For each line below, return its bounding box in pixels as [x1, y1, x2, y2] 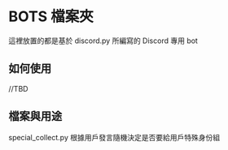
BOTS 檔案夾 [8, 7, 94, 26]
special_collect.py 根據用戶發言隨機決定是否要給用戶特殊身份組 [8, 132, 221, 142]
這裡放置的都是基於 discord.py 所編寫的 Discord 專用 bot [8, 36, 198, 45]
